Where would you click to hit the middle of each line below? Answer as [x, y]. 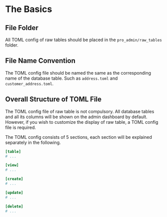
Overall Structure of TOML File [53, 99]
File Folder [22, 28]
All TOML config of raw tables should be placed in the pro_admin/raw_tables [84, 40]
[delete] [14, 206]
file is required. [21, 127]
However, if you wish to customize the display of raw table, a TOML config [82, 122]
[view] [12, 165]
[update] [14, 192]
